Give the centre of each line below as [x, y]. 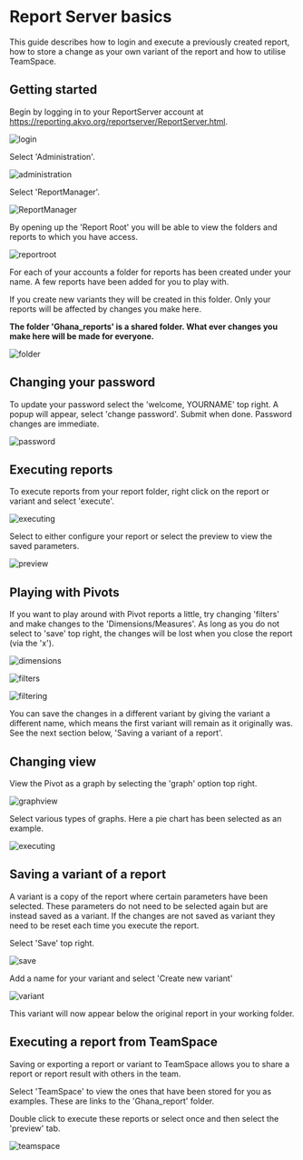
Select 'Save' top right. [52, 943]
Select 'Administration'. [52, 156]
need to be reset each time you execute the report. [104, 925]
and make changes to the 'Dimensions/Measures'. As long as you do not [144, 624]
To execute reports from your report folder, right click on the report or [139, 492]
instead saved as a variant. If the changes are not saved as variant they [142, 915]
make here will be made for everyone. [82, 336]
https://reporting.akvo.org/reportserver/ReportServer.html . [119, 121]
